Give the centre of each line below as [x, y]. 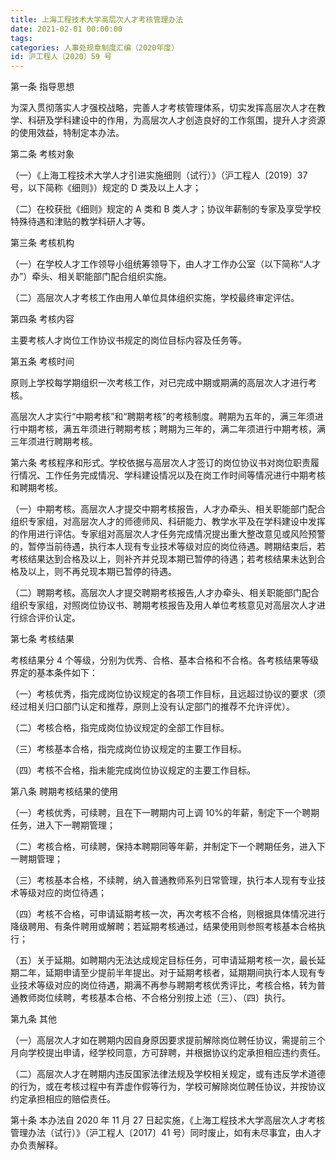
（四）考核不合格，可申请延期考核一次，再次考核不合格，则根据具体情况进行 [168, 914]
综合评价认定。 [49, 618]
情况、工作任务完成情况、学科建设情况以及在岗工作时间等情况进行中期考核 [172, 475]
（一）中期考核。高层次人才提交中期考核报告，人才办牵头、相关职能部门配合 [168, 509]
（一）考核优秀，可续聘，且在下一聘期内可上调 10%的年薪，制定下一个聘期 [165, 813]
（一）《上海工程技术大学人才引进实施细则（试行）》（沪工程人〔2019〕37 [159, 175]
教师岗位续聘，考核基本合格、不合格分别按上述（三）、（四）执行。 [154, 998]
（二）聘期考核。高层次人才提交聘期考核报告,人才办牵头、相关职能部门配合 [165, 593]
